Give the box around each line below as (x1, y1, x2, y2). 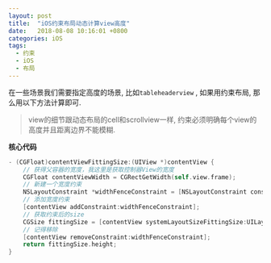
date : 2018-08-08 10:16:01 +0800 (8, 27, 128, 35)
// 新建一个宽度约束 (23, 181, 82, 189)
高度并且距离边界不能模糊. (27, 124, 115, 134)
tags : (8, 42, 27, 50)
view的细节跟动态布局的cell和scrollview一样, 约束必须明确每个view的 (27, 115, 257, 124)
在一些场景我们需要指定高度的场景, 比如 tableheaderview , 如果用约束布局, (8, 87, 252, 97)
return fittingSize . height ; (23, 240, 117, 248)
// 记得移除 (23, 225, 58, 234)
